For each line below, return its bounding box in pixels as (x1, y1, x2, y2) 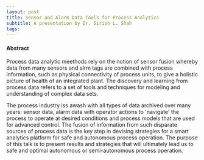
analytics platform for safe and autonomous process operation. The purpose (6, 134, 198, 141)
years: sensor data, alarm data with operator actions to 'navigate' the (6, 108, 180, 116)
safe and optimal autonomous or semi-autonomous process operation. (6, 147, 184, 155)
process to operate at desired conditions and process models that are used (6, 115, 195, 122)
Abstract (6, 44, 29, 52)
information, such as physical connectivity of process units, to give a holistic (6, 71, 198, 78)
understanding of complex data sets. (6, 90, 99, 98)
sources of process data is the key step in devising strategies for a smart (6, 128, 189, 135)
